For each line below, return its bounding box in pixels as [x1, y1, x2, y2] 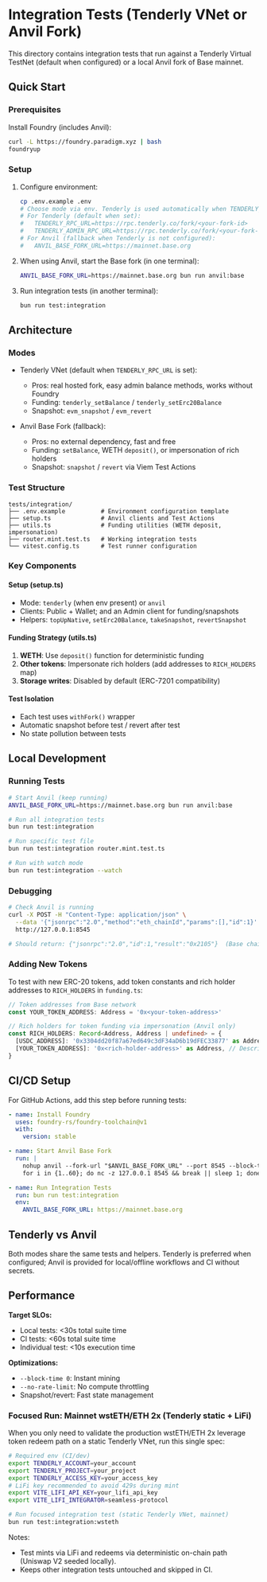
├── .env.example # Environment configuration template [8, 507, 229, 515]
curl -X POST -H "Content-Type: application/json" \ [8, 910, 187, 918]
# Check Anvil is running [8, 903, 94, 912]
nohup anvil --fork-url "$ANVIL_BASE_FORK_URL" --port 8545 [22, 1162, 226, 1170]
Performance [8, 1289, 75, 1303]
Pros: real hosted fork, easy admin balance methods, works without [31, 380, 253, 391]
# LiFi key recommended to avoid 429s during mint [8, 1482, 180, 1490]
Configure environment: [19, 181, 98, 192]
